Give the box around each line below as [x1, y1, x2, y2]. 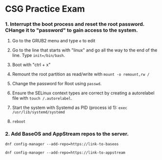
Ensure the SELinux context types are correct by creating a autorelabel [12, 90, 155, 96]
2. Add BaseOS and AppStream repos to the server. [5, 130, 129, 137]
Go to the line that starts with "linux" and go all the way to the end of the [12, 47, 158, 53]
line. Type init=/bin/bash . [12, 53, 65, 58]
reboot [12, 119, 26, 124]
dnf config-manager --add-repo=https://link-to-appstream [5, 150, 125, 155]
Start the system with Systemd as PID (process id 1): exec [12, 105, 128, 110]
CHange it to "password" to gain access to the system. [5, 27, 138, 34]
